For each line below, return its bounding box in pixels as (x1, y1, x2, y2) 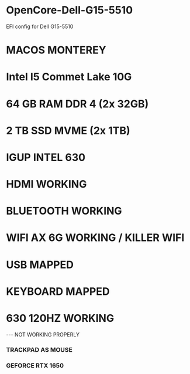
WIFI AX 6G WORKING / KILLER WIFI (6, 231, 185, 244)
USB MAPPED (6, 258, 74, 271)
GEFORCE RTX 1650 (6, 361, 64, 369)
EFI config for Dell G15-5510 (6, 23, 74, 30)
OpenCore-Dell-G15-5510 (6, 4, 133, 17)
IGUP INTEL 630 (6, 151, 86, 164)
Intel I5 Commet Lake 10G (6, 70, 132, 84)
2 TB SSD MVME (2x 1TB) (6, 124, 130, 137)
